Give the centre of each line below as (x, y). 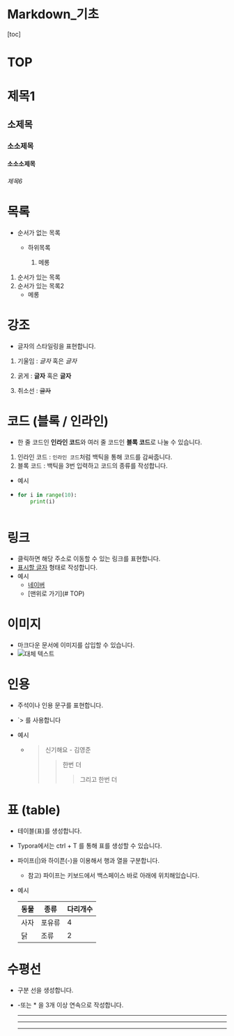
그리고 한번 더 (99, 780)
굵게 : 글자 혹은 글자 (44, 376)
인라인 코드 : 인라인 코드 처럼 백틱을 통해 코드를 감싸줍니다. (95, 457)
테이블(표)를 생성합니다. (49, 831)
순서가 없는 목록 (39, 232)
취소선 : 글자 (34, 390)
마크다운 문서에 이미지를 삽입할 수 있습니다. (76, 645)
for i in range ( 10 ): (47, 495)
